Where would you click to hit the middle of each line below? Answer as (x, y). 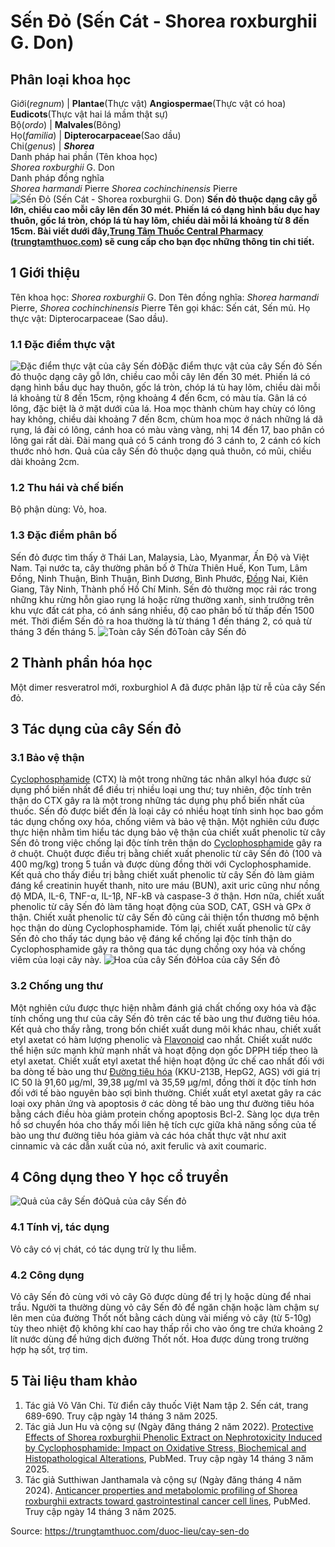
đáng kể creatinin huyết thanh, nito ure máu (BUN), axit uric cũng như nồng (165, 886)
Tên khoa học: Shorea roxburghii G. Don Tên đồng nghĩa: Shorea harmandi (165, 297)
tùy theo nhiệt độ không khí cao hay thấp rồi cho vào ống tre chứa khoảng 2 (166, 1328)
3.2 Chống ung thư (57, 986)
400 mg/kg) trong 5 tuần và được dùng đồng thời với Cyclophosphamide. (161, 864)
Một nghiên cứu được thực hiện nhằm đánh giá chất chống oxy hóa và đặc (163, 1007)
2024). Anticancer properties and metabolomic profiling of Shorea (161, 1490)
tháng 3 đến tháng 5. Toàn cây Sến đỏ (128, 631)
